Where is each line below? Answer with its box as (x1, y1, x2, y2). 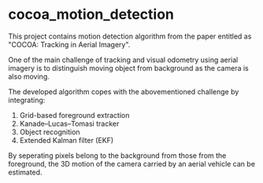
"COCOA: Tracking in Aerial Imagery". (8, 39, 131, 49)
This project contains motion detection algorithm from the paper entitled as (8, 31, 252, 41)
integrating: (8, 95, 46, 104)
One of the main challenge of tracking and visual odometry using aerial (8, 55, 239, 64)
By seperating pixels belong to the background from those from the (8, 151, 227, 160)
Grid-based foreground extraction (19, 110, 130, 119)
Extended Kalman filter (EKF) (19, 135, 114, 145)
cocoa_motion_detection (8, 5, 175, 24)
